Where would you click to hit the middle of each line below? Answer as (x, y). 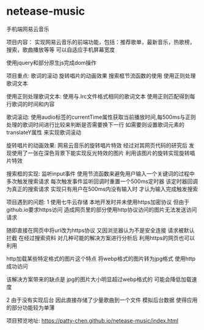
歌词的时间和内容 (33, 104)
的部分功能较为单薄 (31, 307)
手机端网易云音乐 (28, 29)
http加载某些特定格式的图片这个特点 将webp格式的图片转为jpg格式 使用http (101, 258)
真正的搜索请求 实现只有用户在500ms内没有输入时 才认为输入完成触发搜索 (105, 189)
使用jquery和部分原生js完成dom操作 (51, 62)
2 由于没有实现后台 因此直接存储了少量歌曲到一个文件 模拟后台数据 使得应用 (102, 300)
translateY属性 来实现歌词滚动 (44, 132)
